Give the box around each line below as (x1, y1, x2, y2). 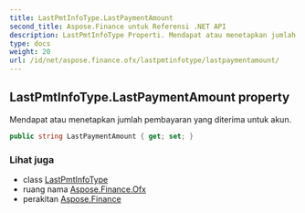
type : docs (9, 38, 51, 48)
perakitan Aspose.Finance (22, 193, 121, 204)
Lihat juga (9, 153, 55, 165)
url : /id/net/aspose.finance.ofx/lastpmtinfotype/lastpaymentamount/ (9, 56, 280, 65)
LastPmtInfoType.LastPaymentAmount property (9, 90, 290, 105)
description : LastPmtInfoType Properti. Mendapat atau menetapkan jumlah (9, 30, 297, 39)
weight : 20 (9, 48, 51, 57)
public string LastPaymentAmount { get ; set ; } (9, 132, 195, 141)
